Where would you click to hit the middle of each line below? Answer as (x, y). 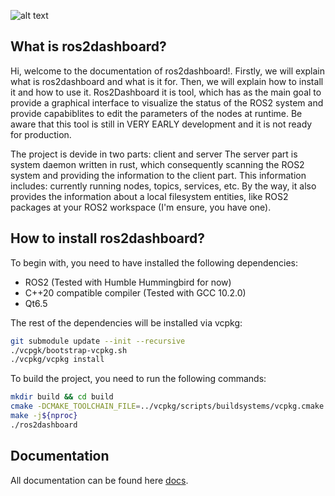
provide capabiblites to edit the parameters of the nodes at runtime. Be (156, 113)
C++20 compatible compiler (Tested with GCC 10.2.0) (135, 292)
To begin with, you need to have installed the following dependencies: (154, 262)
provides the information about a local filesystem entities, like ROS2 (149, 196)
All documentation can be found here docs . (99, 480)
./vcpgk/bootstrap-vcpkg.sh (69, 350)
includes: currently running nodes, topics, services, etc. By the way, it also (163, 186)
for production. (41, 134)
